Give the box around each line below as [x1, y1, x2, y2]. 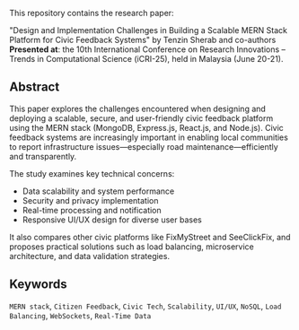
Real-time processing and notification [22, 204, 162, 215]
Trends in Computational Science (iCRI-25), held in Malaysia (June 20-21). [9, 54, 284, 64]
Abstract [9, 80, 60, 95]
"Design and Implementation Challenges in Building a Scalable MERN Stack [9, 25, 287, 35]
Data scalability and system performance [22, 186, 175, 196]
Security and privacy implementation [22, 195, 159, 205]
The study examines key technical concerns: [9, 168, 175, 178]
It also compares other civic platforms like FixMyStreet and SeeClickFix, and [9, 231, 291, 242]
